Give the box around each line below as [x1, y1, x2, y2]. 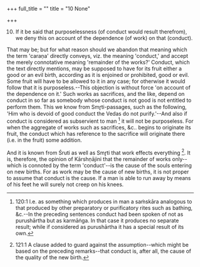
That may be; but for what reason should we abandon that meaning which [7, 46, 188, 53]
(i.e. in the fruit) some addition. [7, 136, 82, 144]
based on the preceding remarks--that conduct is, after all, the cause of [15, 247, 192, 255]
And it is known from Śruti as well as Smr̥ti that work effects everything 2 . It [7, 148, 191, 156]
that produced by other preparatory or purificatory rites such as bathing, [15, 204, 193, 212]
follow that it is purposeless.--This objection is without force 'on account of [7, 84, 191, 91]
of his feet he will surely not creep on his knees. [7, 181, 124, 188]
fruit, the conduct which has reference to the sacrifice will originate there [7, 130, 186, 137]
